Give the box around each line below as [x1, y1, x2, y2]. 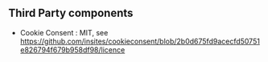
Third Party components [8, 6, 134, 20]
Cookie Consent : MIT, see [19, 27, 109, 37]
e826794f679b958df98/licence [19, 44, 126, 55]
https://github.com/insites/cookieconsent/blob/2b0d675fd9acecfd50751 [19, 36, 260, 46]
